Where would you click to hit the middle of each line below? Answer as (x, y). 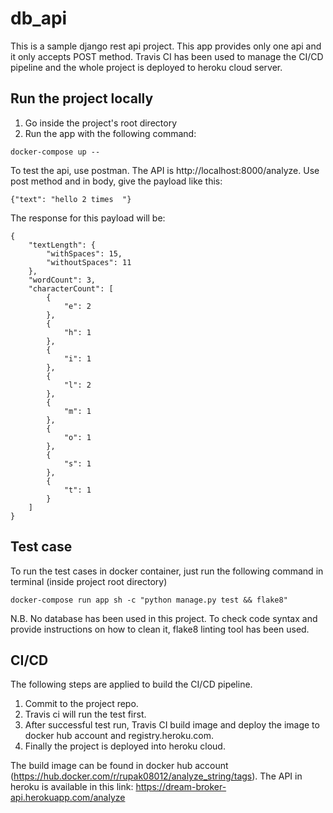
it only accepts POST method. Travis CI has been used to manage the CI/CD (167, 56)
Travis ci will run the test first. (85, 714)
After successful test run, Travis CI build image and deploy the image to (172, 725)
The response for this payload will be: (88, 218)
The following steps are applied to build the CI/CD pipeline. (131, 684)
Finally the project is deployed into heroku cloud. (125, 746)
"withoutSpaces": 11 (89, 262)
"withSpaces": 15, (84, 253)
